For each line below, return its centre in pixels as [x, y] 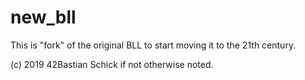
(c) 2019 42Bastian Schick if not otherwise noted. [112, 64]
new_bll [43, 17]
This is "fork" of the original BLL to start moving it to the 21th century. [153, 45]
